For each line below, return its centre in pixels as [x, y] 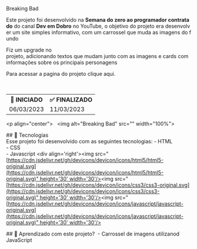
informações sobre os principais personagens [62, 62]
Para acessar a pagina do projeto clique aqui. [61, 74]
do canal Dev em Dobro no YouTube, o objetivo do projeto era [89, 26]
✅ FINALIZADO [71, 100]
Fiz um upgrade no [29, 50]
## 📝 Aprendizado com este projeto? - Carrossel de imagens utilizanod [93, 234]
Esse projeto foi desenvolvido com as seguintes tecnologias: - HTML [89, 141]
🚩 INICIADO [26, 100]
